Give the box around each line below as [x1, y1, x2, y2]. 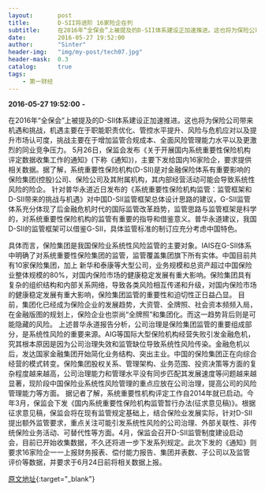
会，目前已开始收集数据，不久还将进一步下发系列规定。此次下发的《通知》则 [8, 437, 257, 447]
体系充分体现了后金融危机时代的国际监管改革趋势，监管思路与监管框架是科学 [8, 204, 257, 214]
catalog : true [8, 63, 73, 71]
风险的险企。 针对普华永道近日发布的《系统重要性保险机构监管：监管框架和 [8, 184, 252, 194]
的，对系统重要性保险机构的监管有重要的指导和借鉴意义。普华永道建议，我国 [8, 214, 257, 223]
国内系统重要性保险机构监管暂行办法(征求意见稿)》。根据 [74, 398, 256, 407]
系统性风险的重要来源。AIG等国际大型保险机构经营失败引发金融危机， [28, 329, 255, 339]
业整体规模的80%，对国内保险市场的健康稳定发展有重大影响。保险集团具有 [8, 270, 252, 280]
